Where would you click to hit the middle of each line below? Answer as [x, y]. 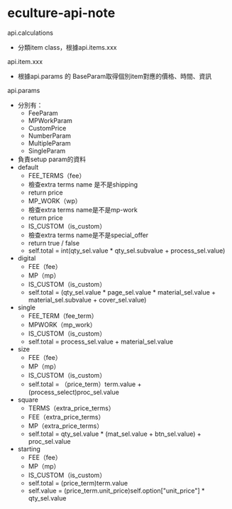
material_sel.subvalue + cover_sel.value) [87, 300]
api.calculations [30, 33]
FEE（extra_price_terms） [66, 417]
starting [29, 449]
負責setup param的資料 [52, 159]
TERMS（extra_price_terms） [71, 408]
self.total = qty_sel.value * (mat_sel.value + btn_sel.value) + [115, 434]
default [28, 167]
